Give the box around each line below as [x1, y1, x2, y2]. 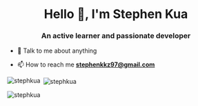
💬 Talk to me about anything [17, 46, 97, 55]
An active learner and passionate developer [41, 31, 191, 41]
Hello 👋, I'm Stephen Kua [43, 6, 188, 22]
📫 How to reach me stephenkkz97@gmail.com [17, 60, 155, 69]
